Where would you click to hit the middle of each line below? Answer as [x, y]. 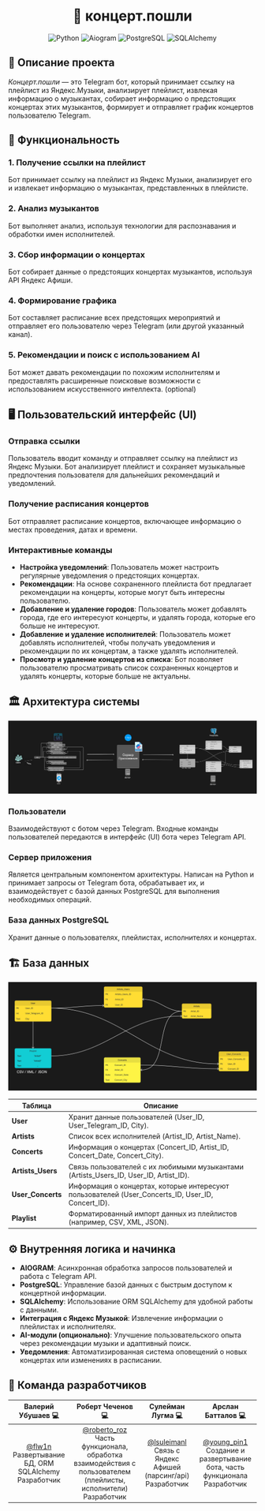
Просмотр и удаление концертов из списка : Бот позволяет [121, 659]
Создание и [226, 1450]
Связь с [167, 1450]
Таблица [37, 1105]
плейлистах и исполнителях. [68, 1327]
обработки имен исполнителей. [62, 234]
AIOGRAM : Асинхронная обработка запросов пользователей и [126, 1268]
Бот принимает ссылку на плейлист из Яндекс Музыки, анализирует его [130, 180]
